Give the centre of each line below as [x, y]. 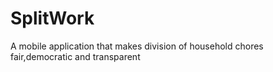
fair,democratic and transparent [75, 56]
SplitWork [52, 18]
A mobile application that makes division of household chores [137, 46]
